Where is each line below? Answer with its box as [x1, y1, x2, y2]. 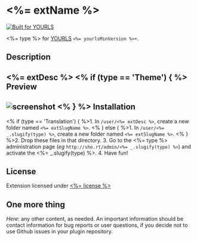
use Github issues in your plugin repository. [6, 228, 113, 235]
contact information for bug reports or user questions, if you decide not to [6, 221, 188, 229]
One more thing [6, 199, 66, 209]
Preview [6, 82, 38, 92]
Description [6, 52, 51, 62]
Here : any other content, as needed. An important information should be [6, 215, 184, 223]
